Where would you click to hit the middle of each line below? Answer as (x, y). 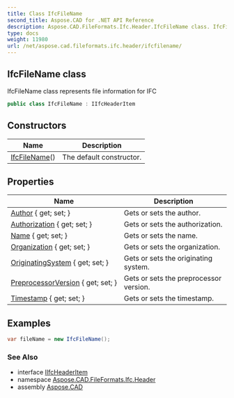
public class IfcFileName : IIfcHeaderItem (71, 104)
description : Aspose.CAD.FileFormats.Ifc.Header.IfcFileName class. (109, 26)
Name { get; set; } (39, 236)
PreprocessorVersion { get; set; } (64, 283)
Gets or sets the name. (161, 236)
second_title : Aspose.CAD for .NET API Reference (81, 20)
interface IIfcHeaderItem (53, 372)
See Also (23, 357)
